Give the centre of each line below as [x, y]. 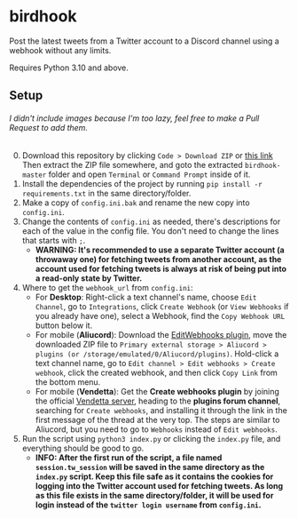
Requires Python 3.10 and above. [69, 68]
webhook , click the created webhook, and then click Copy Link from [156, 372]
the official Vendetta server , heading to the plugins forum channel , [158, 401]
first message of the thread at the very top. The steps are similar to [157, 419]
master [34, 175]
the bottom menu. [68, 382]
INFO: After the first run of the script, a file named [129, 457]
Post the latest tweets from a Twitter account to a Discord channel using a [144, 41]
